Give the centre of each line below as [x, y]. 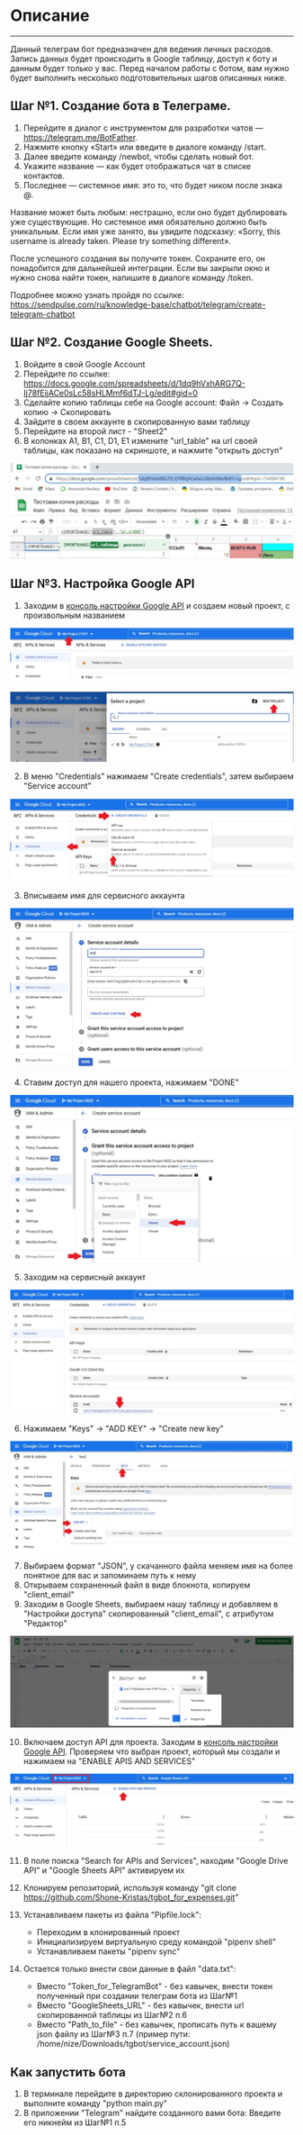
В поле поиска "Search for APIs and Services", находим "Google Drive [156, 1861]
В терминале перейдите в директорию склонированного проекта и [153, 2094]
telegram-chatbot [43, 314]
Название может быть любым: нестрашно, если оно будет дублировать [149, 212]
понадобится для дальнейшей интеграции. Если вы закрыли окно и [140, 267]
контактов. [44, 176]
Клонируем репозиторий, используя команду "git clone [130, 1888]
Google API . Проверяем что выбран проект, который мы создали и [151, 1751]
